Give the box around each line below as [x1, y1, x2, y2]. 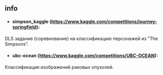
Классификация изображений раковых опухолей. [5, 64, 114, 70]
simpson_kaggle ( [12, 18, 52, 25]
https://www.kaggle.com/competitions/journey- [51, 18, 157, 25]
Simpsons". [5, 41, 29, 47]
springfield [12, 24, 37, 30]
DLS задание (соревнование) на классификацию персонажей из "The [5, 35, 158, 42]
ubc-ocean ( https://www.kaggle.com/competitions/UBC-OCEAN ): [12, 52, 158, 59]
